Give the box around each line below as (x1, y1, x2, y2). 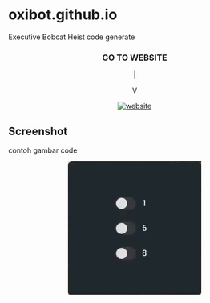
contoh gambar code (8, 146, 78, 155)
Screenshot (8, 124, 68, 138)
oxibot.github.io (8, 6, 118, 24)
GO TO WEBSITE (102, 52, 168, 63)
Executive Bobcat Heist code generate (8, 32, 135, 42)
